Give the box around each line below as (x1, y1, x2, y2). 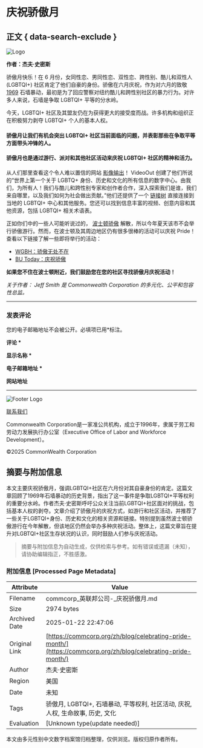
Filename (9, 594, 36, 602)
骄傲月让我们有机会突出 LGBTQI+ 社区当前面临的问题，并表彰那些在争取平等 (6, 132, 196, 139)
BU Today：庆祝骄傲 (14, 255, 66, 263)
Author (9, 665, 29, 674)
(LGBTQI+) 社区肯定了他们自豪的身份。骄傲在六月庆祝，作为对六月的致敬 (6, 81, 187, 88)
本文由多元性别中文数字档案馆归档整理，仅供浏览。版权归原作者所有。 (6, 735, 181, 743)
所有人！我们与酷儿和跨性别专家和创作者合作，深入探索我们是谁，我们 (22, 184, 197, 191)
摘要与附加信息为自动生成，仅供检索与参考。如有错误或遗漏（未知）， (21, 542, 193, 550)
